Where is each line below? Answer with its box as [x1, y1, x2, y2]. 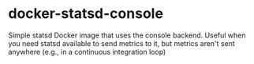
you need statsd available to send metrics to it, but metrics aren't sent [8, 38, 235, 48]
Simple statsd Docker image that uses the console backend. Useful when [8, 30, 246, 40]
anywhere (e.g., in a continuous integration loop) [8, 47, 166, 56]
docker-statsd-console [8, 5, 164, 23]
